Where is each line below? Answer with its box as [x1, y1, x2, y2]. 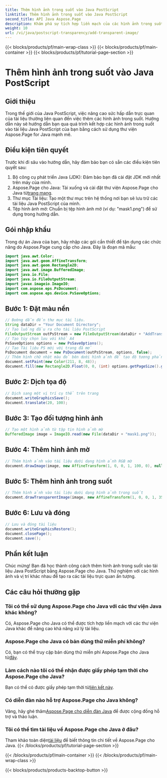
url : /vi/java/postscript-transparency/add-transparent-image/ [5, 30, 139, 35]
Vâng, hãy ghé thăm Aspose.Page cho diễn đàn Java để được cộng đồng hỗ [5, 708, 160, 714]
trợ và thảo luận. [5, 713, 39, 719]
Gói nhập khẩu [5, 225, 51, 234]
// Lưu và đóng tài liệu [5, 522, 57, 527]
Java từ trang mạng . [12, 190, 53, 196]
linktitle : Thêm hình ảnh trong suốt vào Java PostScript [5, 12, 128, 17]
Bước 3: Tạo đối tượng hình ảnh [5, 414, 103, 422]
